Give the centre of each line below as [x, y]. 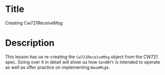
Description [30, 43]
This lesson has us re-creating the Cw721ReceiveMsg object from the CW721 [82, 57]
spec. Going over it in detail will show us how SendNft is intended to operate [83, 62]
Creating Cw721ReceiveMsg [34, 23]
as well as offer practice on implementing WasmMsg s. [58, 67]
